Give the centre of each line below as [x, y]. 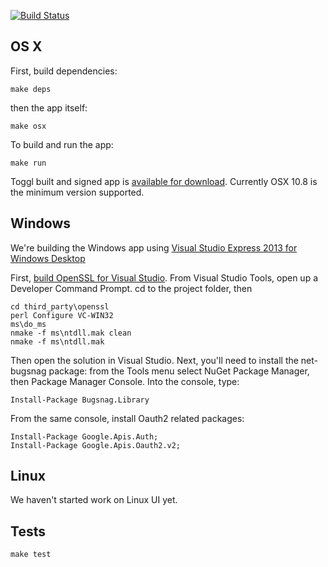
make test [31, 555]
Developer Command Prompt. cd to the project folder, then [131, 288]
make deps [31, 89]
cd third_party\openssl [60, 306]
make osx [28, 126]
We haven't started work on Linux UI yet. [94, 500]
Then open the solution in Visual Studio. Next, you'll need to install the [154, 360]
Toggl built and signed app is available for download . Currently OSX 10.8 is [164, 181]
